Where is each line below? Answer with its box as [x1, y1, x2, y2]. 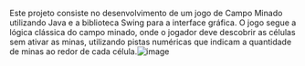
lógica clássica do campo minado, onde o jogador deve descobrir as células [9, 27, 296, 37]
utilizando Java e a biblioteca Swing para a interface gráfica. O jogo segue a [9, 17, 297, 28]
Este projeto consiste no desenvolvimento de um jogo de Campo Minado [9, 8, 283, 18]
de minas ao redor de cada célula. [9, 46, 138, 57]
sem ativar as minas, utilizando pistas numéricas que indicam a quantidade [9, 36, 292, 47]
